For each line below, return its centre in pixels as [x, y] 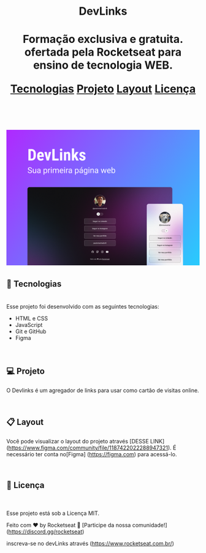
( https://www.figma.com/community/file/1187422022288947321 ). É [91, 448]
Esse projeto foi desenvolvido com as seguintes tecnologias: [83, 307]
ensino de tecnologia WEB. [103, 65]
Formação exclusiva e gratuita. [103, 39]
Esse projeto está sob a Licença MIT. [53, 513]
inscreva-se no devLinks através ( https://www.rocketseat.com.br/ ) [90, 544]
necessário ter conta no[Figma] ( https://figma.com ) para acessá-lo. [92, 454]
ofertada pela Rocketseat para [103, 52]
